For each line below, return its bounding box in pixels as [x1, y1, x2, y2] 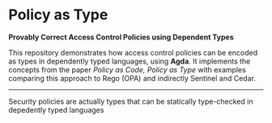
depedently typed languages [8, 105, 104, 114]
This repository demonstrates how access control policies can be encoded [8, 47, 258, 57]
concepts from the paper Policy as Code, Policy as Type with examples [8, 64, 247, 74]
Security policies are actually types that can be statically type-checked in [8, 96, 253, 106]
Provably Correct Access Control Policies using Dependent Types [8, 32, 235, 42]
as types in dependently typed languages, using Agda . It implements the [8, 56, 251, 66]
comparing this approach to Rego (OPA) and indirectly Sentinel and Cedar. [8, 73, 257, 83]
